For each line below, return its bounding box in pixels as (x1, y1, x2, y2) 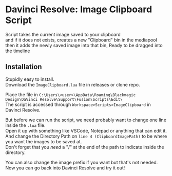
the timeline (5, 48, 30, 54)
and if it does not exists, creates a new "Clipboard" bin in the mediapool (5, 37, 158, 43)
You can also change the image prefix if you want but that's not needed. (5, 159, 158, 165)
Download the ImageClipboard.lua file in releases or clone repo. (5, 81, 140, 87)
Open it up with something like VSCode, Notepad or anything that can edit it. (5, 127, 167, 134)
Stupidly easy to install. (5, 76, 55, 82)
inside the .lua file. (5, 122, 46, 128)
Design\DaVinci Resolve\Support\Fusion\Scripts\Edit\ (5, 97, 123, 102)
